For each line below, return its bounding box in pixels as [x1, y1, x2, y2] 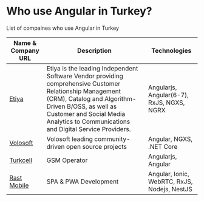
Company [10, 46, 39, 55]
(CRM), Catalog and [46, 94, 103, 103]
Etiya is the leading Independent [46, 64, 138, 72]
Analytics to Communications [46, 117, 131, 126]
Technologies [151, 46, 192, 55]
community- [93, 135, 131, 143]
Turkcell [9, 156, 32, 165]
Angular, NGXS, [148, 135, 193, 143]
